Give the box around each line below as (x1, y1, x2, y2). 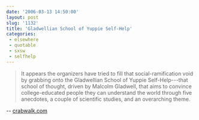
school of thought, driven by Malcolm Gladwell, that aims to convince (20, 82, 192, 90)
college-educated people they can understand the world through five (20, 89, 192, 96)
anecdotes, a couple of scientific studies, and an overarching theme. (20, 95, 191, 103)
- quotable (8, 43, 36, 49)
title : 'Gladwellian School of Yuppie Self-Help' (6, 25, 133, 32)
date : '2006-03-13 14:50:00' (6, 8, 79, 15)
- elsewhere (8, 37, 39, 43)
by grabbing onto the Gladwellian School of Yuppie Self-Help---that (20, 76, 188, 83)
